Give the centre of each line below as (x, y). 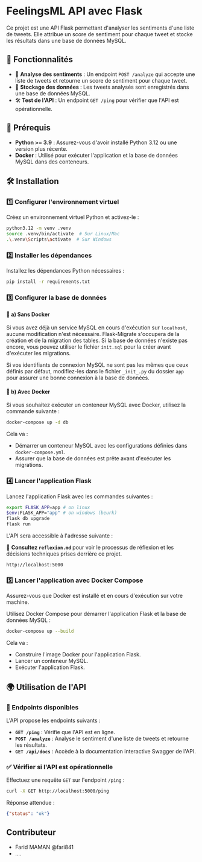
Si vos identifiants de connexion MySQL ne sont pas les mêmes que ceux (97, 365)
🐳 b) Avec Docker (28, 391)
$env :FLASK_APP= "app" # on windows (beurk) (62, 513)
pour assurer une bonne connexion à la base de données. (78, 378)
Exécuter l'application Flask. (50, 667)
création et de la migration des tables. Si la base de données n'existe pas (97, 341)
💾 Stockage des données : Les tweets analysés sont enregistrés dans (102, 87)
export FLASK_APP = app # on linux (48, 507)
